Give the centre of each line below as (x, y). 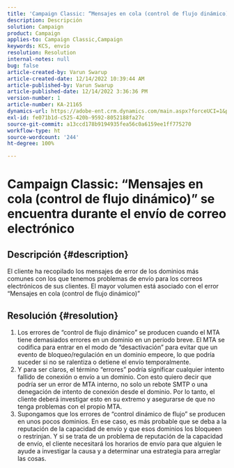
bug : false (23, 66)
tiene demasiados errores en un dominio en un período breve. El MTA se (121, 339)
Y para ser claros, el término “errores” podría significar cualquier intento (121, 369)
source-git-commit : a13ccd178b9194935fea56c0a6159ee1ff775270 (99, 124)
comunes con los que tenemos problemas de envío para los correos (105, 279)
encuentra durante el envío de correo (117, 214)
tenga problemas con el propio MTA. (70, 407)
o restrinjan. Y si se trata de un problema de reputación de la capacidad (120, 436)
